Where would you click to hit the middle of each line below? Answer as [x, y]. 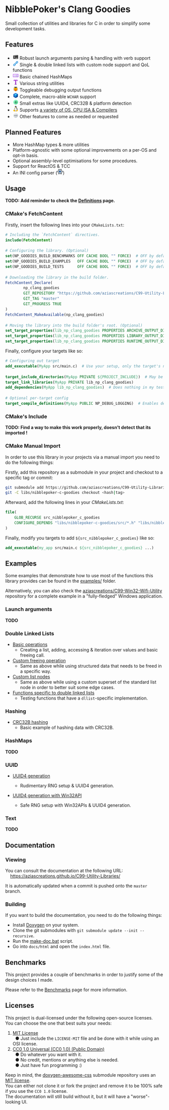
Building [16, 904]
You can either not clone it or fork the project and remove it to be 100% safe [84, 1086]
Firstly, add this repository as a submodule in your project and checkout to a [84, 472]
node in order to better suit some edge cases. [67, 687]
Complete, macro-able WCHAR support [58, 97]
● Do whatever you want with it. [48, 1054]
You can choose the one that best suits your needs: [59, 1023]
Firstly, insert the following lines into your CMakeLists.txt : [65, 225]
